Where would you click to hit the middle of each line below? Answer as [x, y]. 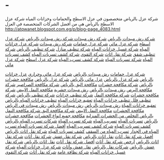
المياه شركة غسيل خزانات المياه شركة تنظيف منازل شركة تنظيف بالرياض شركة [77, 49]
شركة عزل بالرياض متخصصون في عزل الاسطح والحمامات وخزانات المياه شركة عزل [82, 19]
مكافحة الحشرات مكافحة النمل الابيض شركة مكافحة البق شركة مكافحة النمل [75, 110]
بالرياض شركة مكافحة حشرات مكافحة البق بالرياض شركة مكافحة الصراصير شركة [79, 84]
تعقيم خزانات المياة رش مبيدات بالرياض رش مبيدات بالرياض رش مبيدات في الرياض [81, 105]
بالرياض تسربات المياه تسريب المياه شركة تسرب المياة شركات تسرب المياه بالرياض [82, 121]
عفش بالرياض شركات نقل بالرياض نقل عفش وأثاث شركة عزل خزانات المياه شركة [80, 147]
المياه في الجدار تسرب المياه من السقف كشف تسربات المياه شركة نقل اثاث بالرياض [82, 131]
